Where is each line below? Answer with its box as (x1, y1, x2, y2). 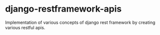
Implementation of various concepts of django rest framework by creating (5, 19, 156, 25)
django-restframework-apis (5, 3, 122, 15)
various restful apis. (5, 24, 45, 30)
